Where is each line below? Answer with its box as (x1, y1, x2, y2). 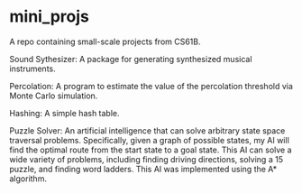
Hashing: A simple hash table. (9, 107, 120, 118)
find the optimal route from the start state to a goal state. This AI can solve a (9, 144, 292, 155)
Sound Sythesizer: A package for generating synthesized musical (9, 53, 252, 64)
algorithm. (9, 173, 48, 184)
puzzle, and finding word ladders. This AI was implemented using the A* (9, 163, 278, 174)
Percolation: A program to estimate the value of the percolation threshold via (9, 80, 293, 91)
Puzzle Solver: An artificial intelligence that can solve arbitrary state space (9, 124, 286, 136)
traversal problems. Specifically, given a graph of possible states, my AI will (9, 134, 290, 145)
